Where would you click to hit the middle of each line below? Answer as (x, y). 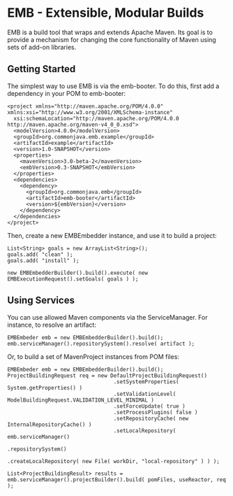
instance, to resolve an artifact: (52, 325)
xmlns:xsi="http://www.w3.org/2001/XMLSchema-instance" (90, 112)
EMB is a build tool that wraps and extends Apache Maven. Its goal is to (110, 32)
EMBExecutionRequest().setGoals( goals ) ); (73, 279)
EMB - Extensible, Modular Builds (106, 13)
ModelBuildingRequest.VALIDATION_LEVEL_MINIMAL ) (81, 400)
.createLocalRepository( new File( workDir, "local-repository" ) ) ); (113, 461)
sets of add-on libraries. (42, 47)
